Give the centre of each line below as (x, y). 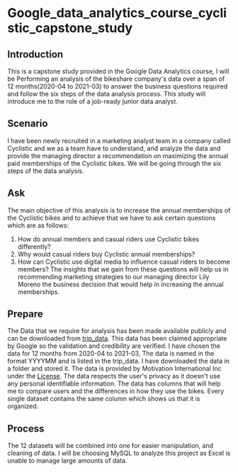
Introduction (35, 54)
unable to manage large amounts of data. (67, 461)
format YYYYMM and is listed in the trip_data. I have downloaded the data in (119, 361)
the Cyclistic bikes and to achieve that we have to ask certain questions (112, 218)
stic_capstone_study (70, 28)
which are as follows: (38, 225)
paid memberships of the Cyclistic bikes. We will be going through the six (114, 163)
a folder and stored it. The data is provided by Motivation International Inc (114, 369)
